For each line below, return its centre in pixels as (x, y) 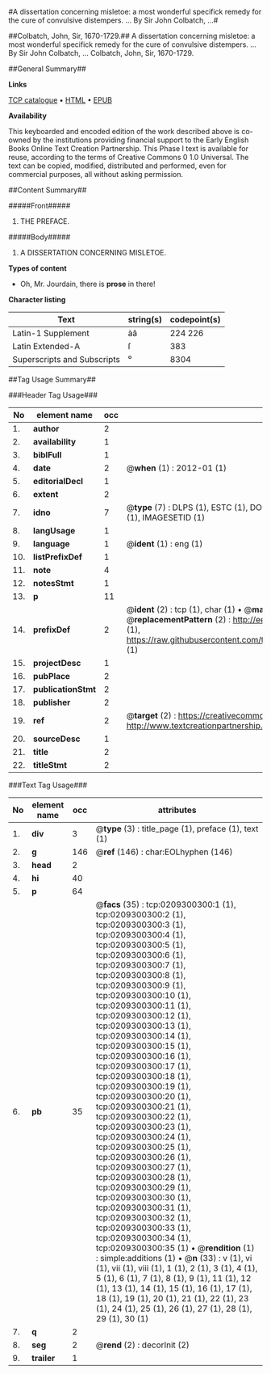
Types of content (38, 268)
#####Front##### (40, 206)
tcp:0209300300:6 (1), (141, 955)
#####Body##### (40, 237)
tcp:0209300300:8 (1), (141, 975)
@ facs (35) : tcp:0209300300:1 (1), (166, 904)
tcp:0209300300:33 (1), (143, 1228)
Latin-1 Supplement (51, 333)
